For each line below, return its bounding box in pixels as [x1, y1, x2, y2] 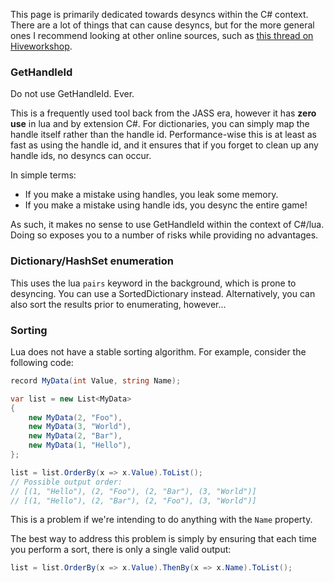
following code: [10, 356, 74, 368]
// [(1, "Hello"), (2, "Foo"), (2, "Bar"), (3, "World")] [10, 486, 257, 496]
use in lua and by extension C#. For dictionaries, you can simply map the [10, 118, 310, 130]
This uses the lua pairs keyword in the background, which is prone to [10, 277, 297, 289]
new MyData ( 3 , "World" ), [28, 422, 132, 432]
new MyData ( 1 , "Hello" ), [28, 440, 132, 451]
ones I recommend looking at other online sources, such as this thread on [10, 30, 314, 41]
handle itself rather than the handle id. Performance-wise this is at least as [10, 129, 317, 141]
